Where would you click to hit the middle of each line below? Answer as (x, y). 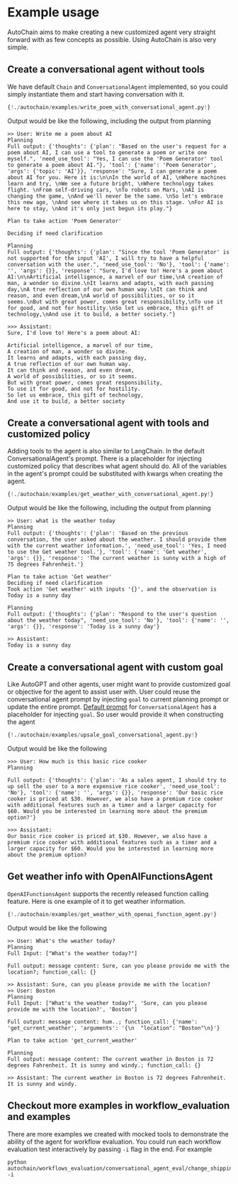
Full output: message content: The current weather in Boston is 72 (110, 1059)
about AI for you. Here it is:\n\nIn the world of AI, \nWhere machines (117, 177)
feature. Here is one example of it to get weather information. (96, 901)
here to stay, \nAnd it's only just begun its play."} (90, 208)
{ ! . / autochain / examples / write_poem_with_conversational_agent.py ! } (109, 107)
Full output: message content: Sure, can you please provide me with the (119, 966)
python (17, 1162)
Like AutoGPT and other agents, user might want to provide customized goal (119, 684)
